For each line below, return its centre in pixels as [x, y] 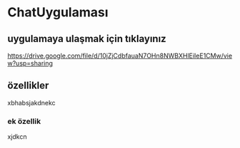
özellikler [28, 86]
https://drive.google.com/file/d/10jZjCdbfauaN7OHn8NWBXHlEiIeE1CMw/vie [120, 55]
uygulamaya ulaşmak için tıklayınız [87, 39]
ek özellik [24, 121]
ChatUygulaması [58, 12]
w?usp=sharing [30, 63]
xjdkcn [17, 137]
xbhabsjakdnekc [31, 102]
